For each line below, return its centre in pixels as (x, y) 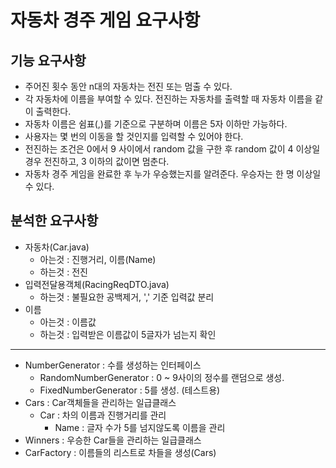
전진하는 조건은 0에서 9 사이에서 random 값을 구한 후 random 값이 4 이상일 (172, 149)
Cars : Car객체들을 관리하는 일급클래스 (100, 402)
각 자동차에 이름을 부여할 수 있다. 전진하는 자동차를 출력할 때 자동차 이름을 (168, 99)
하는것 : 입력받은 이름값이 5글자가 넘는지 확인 (128, 334)
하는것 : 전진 (63, 272)
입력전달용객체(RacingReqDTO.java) (97, 284)
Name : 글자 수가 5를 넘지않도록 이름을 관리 (140, 427)
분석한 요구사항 (54, 221)
